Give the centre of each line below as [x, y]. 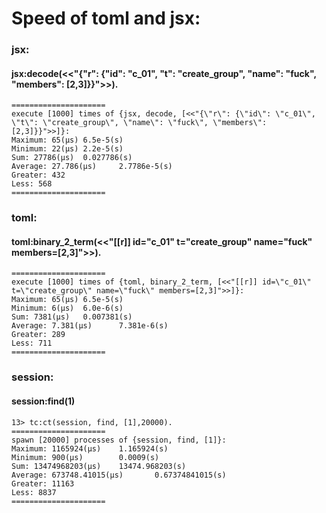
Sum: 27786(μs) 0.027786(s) [72, 158]
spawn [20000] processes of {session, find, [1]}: [119, 440]
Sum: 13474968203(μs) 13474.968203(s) [99, 466]
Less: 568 [32, 184]
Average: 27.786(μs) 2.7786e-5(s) [92, 167]
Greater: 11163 [43, 483]
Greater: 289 [38, 335]
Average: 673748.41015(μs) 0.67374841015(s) [119, 475]
